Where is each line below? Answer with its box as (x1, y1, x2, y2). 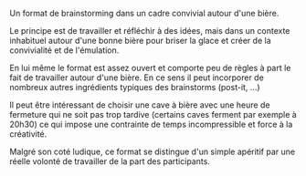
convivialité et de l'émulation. (9, 45, 120, 56)
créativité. (9, 129, 47, 140)
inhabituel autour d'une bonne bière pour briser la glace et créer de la (9, 36, 271, 46)
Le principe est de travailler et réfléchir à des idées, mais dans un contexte (9, 26, 290, 36)
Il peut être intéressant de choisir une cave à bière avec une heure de (9, 99, 270, 110)
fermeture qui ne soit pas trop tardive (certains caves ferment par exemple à (9, 109, 297, 119)
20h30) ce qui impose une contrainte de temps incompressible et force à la (9, 119, 293, 129)
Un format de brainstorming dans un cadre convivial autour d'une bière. (9, 8, 280, 18)
